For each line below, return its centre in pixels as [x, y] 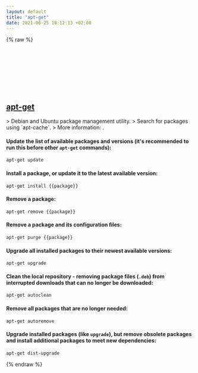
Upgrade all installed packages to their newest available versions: [89, 250]
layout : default [26, 12]
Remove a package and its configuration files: [64, 225]
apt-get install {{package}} [42, 186]
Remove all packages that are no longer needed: [67, 308]
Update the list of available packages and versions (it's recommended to [98, 141]
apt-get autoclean [29, 296]
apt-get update [25, 160]
